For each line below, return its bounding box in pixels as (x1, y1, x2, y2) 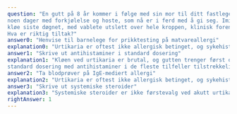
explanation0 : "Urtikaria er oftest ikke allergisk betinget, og (7, 43, 203, 50)
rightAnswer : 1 (7, 96, 52, 103)
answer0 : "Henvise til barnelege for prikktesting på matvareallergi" (7, 37, 219, 44)
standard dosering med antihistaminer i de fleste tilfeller (7, 63, 191, 70)
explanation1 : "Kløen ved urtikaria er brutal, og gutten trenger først (7, 57, 226, 64)
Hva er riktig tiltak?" (7, 30, 78, 38)
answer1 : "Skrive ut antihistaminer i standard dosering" (7, 50, 181, 57)
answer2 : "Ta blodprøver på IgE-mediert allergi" (7, 69, 157, 76)
